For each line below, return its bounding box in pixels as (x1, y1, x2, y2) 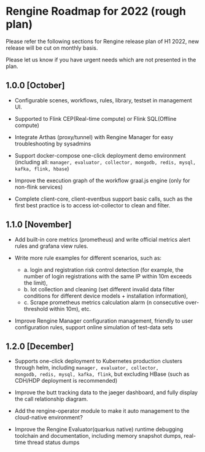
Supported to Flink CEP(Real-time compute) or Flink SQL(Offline (14, 115, 177, 122)
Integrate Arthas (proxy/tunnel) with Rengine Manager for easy (14, 133, 174, 140)
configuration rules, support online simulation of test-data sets (14, 323, 173, 331)
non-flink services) (14, 183, 63, 191)
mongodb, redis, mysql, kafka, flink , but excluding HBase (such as (14, 370, 190, 378)
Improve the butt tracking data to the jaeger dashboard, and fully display (14, 389, 198, 396)
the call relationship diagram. (14, 396, 88, 403)
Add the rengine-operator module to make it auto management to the (14, 407, 190, 415)
